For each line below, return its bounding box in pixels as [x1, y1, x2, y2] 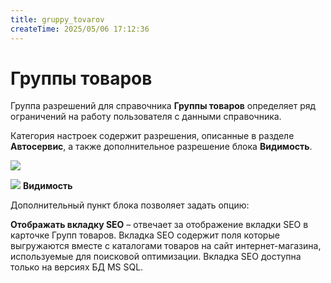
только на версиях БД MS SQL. [10, 261, 144, 273]
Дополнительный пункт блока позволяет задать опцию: [10, 199, 250, 211]
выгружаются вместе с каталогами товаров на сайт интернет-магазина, [10, 240, 322, 252]
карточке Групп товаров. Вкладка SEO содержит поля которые [10, 229, 280, 241]
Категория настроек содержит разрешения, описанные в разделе [10, 130, 295, 142]
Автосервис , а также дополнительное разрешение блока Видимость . [10, 141, 313, 153]
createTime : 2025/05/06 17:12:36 [10, 24, 150, 34]
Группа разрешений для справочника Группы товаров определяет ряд [10, 100, 317, 112]
